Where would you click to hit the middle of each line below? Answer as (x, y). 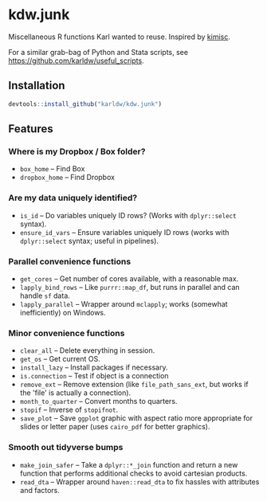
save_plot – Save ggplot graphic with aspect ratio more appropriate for (136, 418)
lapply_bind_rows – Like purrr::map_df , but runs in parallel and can (130, 287)
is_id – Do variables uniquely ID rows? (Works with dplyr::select (128, 215)
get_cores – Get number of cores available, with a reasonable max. (129, 278)
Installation (37, 86)
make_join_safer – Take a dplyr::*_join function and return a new (129, 464)
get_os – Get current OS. (60, 359)
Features (31, 129)
